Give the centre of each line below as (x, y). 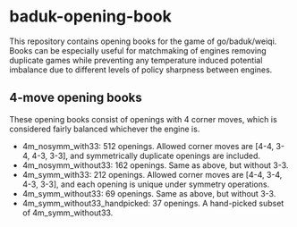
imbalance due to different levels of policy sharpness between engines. (141, 70)
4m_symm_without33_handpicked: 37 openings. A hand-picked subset (153, 203)
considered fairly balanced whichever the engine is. (105, 129)
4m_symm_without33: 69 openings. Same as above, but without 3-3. (149, 193)
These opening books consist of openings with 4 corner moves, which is (143, 119)
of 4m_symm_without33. (68, 213)
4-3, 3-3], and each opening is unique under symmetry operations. (146, 184)
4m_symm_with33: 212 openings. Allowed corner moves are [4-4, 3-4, (152, 174)
